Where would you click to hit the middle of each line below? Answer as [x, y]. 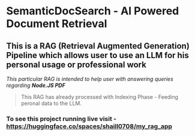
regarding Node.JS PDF [36, 85]
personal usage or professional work [76, 64]
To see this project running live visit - [61, 119]
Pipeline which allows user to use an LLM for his [97, 55]
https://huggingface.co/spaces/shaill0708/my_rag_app [89, 126]
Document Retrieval [57, 24]
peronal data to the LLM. [51, 103]
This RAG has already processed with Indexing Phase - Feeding [100, 97]
